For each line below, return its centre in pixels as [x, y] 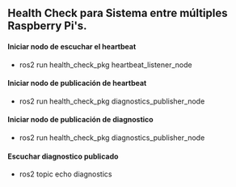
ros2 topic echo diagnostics [65, 174]
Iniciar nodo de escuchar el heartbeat [72, 46]
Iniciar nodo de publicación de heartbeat [77, 83]
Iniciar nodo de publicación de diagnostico [81, 120]
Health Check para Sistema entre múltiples [118, 13]
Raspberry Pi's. [47, 26]
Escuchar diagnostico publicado [63, 156]
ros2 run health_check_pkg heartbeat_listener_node [105, 65]
